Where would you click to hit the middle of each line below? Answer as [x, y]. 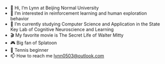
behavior [19, 19]
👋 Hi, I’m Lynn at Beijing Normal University [54, 8]
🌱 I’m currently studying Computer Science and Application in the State [85, 24]
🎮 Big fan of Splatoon [33, 43]
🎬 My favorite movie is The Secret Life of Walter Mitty [67, 35]
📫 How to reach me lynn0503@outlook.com [57, 56]
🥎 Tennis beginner [29, 50]
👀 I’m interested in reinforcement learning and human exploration [78, 13]
